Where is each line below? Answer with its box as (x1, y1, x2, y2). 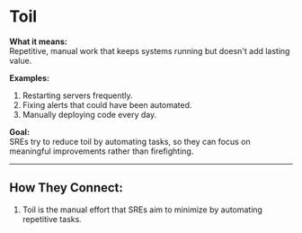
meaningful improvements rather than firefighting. (9, 146, 194, 157)
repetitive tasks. (22, 213, 83, 224)
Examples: (9, 72, 49, 83)
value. (9, 55, 32, 66)
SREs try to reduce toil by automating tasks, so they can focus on (9, 136, 251, 147)
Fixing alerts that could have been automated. (22, 99, 192, 110)
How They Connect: (9, 180, 124, 195)
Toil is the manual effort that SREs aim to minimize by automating (22, 204, 263, 215)
